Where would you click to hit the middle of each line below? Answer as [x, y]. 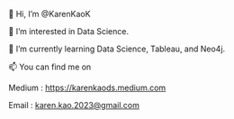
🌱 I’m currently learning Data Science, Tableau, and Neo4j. [117, 49]
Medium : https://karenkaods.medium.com [87, 87]
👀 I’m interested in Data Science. [69, 31]
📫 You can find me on [50, 67]
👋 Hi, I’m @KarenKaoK [49, 14]
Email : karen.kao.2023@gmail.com [74, 105]
